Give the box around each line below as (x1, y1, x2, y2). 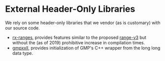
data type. (12, 50, 33, 56)
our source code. (5, 25, 40, 30)
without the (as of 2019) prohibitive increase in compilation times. (12, 39, 145, 45)
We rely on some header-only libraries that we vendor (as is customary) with (5, 20, 161, 26)
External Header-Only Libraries (5, 3, 135, 15)
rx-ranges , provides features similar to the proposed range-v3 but (12, 34, 147, 40)
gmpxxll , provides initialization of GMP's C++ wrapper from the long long (12, 45, 161, 51)
